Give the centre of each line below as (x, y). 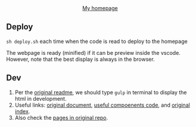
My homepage (100, 8)
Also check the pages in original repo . (61, 117)
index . (22, 111)
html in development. (41, 98)
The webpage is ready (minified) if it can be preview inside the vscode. (93, 52)
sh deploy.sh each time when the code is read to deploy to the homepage (97, 41)
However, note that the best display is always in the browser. (80, 59)
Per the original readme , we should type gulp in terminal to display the (101, 92)
